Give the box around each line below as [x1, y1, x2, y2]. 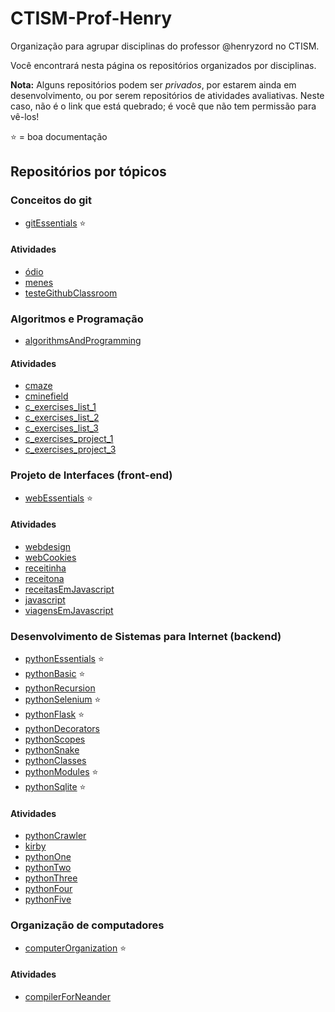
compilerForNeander [24, 990, 112, 1002]
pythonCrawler [24, 830, 87, 842]
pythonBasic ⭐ [24, 668, 86, 680]
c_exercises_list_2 [24, 412, 100, 424]
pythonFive [24, 893, 72, 906]
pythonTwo [24, 862, 72, 874]
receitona [24, 572, 65, 584]
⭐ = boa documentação [10, 130, 108, 142]
